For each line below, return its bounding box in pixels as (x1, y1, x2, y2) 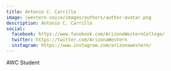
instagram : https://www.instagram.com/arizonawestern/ (11, 43, 152, 49)
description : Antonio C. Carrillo (6, 20, 93, 26)
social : (6, 25, 26, 32)
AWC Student (6, 58, 40, 66)
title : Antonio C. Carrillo (6, 8, 77, 15)
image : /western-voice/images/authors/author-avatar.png (6, 14, 152, 20)
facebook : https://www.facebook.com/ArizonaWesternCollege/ (11, 31, 165, 37)
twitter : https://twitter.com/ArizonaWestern (11, 37, 128, 43)
